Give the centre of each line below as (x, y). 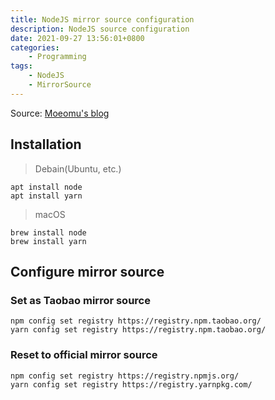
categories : (35, 47)
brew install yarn (48, 241)
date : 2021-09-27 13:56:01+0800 (77, 38)
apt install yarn (46, 196)
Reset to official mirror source (84, 355)
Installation (46, 144)
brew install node (48, 232)
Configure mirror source (87, 271)
